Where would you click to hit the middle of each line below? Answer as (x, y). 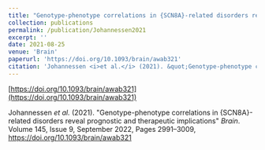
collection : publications (50, 23)
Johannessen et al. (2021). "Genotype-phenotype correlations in (113, 112)
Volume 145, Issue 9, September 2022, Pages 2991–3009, (102, 129)
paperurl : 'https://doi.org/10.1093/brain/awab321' (95, 60)
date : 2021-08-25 (37, 45)
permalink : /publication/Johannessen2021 (77, 30)
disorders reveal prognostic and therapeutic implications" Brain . (136, 121)
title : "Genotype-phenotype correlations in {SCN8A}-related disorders (128, 15)
